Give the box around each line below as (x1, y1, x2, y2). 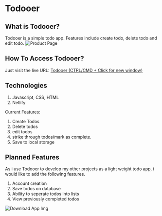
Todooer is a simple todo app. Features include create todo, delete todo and (5, 35, 157, 41)
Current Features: (5, 109, 40, 115)
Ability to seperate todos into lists (12, 191, 79, 197)
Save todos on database (12, 186, 61, 192)
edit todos (12, 128, 33, 134)
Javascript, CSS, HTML (12, 94, 59, 100)
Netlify (12, 99, 26, 105)
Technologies (5, 81, 48, 90)
